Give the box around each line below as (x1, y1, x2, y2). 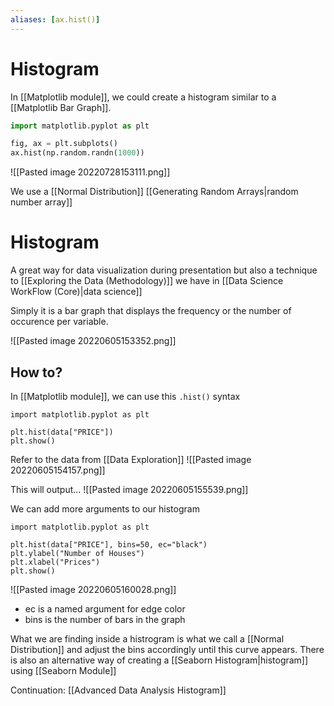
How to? (10, 364, 63, 381)
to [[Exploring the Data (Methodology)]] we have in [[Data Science (10, 275, 284, 287)
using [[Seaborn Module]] (10, 664, 117, 676)
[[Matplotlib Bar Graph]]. (10, 101, 112, 113)
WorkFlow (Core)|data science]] (10, 286, 143, 298)
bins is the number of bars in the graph (24, 613, 186, 625)
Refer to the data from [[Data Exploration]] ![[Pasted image (10, 453, 252, 465)
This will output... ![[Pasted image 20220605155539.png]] (10, 483, 249, 495)
